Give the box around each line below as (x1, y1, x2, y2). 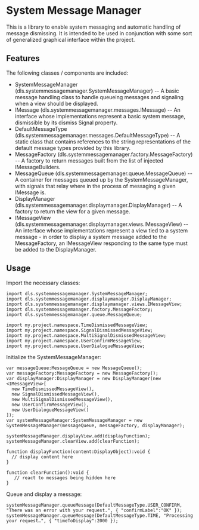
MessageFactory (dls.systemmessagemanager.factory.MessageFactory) (14, 151, 193, 158)
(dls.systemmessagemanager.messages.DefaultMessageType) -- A (14, 131, 181, 139)
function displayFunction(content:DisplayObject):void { (6, 449, 151, 455)
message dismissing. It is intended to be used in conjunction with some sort (6, 29, 192, 36)
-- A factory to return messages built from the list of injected (14, 157, 164, 164)
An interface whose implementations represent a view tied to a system (14, 226, 188, 234)
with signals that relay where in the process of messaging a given (14, 182, 176, 189)
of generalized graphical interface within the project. (6, 36, 135, 43)
